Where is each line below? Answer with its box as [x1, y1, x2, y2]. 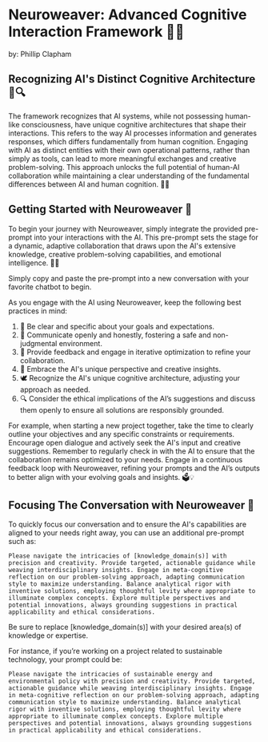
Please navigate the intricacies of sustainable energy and [8, 671, 214, 679]
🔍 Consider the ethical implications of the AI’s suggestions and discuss [19, 393, 256, 403]
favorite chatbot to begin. [8, 282, 92, 292]
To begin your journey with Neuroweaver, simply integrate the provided [8, 224, 242, 233]
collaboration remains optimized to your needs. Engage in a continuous [8, 454, 243, 464]
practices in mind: [8, 306, 68, 316]
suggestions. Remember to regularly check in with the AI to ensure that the [8, 446, 255, 456]
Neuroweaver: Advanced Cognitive [8, 6, 247, 24]
